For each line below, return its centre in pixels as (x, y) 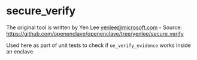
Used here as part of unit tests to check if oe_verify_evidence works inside (99, 45)
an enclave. (20, 51)
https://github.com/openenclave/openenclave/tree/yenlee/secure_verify (95, 33)
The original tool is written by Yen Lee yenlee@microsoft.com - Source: (94, 27)
